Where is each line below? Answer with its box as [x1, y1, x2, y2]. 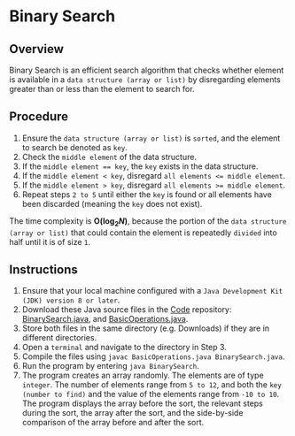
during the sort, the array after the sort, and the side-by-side [21, 408, 244, 418]
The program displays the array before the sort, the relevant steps [21, 398, 264, 409]
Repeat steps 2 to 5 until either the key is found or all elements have [21, 188, 272, 200]
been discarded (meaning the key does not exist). [21, 198, 203, 209]
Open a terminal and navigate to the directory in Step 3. [21, 342, 228, 353]
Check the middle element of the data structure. [21, 151, 198, 162]
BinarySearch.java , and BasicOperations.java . [21, 314, 189, 325]
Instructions [9, 263, 78, 277]
